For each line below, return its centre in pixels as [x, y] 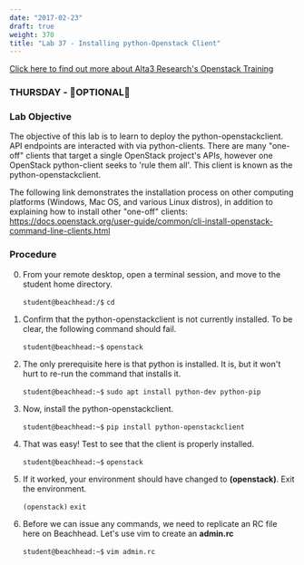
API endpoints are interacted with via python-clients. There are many [138, 146]
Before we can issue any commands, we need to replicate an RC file [150, 523]
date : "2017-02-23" [46, 18]
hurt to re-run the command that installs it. [102, 374]
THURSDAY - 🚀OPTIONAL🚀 [70, 93]
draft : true [32, 26]
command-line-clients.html [60, 231]
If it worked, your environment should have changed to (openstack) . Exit [158, 479]
